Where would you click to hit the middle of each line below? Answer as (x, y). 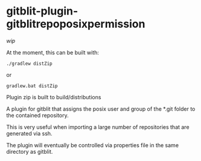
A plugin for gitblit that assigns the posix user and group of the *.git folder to (101, 109)
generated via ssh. (29, 133)
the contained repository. (38, 115)
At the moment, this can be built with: (53, 52)
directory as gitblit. (30, 151)
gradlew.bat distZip (32, 86)
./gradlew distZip (29, 64)
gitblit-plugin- (42, 11)
